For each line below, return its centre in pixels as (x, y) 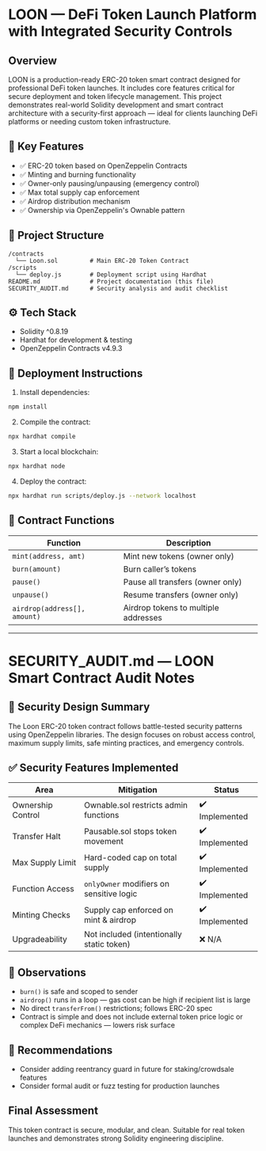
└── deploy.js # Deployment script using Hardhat (111, 275)
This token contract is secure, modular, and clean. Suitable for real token (127, 1130)
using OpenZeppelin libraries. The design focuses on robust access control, (132, 735)
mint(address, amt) (49, 556)
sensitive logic (111, 894)
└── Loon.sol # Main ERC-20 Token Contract (103, 260)
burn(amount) (37, 569)
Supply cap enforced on (129, 910)
